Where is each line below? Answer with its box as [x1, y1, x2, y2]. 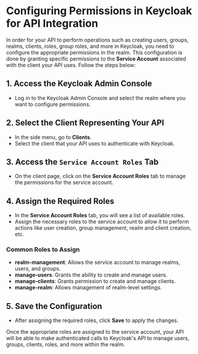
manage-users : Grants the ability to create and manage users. [14, 271, 168, 279]
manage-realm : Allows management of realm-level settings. [14, 284, 162, 291]
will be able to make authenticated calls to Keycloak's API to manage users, [6, 334, 190, 342]
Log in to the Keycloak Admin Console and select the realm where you [14, 94, 186, 101]
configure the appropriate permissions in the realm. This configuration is [6, 49, 183, 56]
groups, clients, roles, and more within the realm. [6, 341, 125, 348]
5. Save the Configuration [6, 301, 102, 311]
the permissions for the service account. [14, 179, 113, 186]
